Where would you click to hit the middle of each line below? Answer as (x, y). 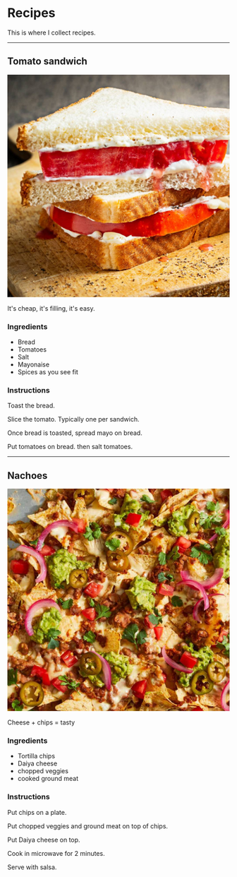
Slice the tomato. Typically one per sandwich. (73, 419)
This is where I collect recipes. (52, 32)
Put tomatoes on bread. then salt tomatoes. (70, 447)
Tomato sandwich (48, 61)
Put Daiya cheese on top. (44, 840)
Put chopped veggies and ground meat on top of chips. (87, 826)
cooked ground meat (48, 779)
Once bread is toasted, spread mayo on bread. (75, 433)
